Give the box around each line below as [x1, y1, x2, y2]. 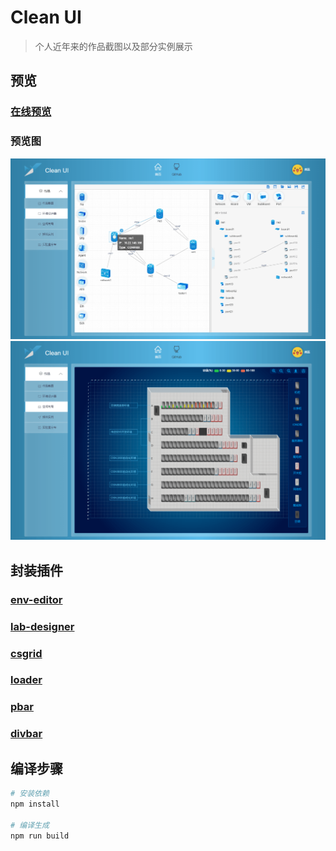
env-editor [10, 592, 63, 606]
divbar [10, 727, 43, 741]
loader [10, 673, 43, 687]
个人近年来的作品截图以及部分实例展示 [34, 40, 193, 52]
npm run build [10, 831, 70, 841]
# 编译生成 [10, 820, 50, 830]
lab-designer [10, 619, 75, 633]
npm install [10, 799, 60, 809]
